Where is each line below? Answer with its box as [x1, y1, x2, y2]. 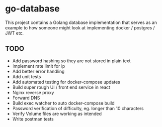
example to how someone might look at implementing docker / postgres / [5, 24, 155, 30]
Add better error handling [12, 68, 65, 74]
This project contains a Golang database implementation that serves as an [5, 19, 158, 25]
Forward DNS [12, 95, 40, 101]
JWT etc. [5, 30, 24, 36]
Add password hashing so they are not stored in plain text [12, 58, 131, 64]
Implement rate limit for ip [12, 63, 66, 69]
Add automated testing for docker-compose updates [12, 79, 120, 85]
